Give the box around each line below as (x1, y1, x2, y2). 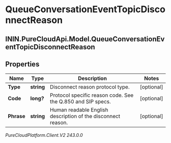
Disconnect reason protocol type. (50, 83, 130, 91)
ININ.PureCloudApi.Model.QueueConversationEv (5, 35, 165, 43)
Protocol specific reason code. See (50, 92, 134, 99)
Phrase (8, 113, 25, 120)
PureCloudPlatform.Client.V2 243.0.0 (5, 132, 83, 138)
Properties (5, 60, 40, 68)
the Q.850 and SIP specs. (50, 98, 111, 105)
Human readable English (50, 106, 108, 113)
